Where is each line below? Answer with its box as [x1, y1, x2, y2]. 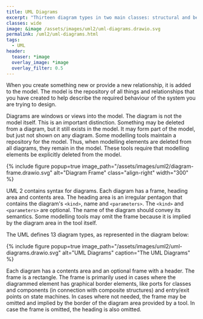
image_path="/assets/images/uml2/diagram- [82, 163, 194, 170]
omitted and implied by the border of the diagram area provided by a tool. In [6, 300, 195, 307]
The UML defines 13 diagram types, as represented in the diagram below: [6, 231, 189, 239]
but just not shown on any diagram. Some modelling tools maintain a [6, 132, 176, 139]
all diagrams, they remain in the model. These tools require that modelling [6, 144, 189, 152]
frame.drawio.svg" [6, 169, 53, 176]
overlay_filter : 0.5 [11, 65, 63, 71]
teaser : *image [11, 54, 50, 60]
